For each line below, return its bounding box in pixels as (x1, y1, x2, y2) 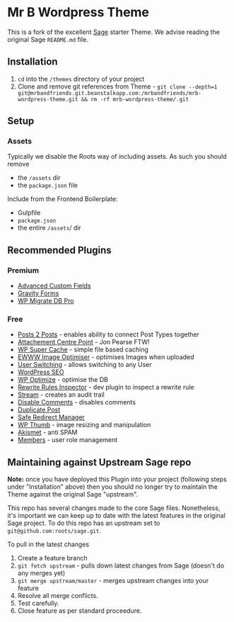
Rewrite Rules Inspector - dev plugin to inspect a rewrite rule (17, 383, 194, 392)
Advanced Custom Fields (17, 281, 91, 290)
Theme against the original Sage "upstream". (7, 490, 139, 499)
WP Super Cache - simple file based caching (17, 345, 148, 354)
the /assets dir (17, 174, 62, 182)
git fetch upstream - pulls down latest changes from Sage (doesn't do (17, 561, 225, 570)
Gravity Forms (17, 289, 59, 298)
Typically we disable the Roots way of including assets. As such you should (7, 152, 228, 161)
